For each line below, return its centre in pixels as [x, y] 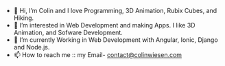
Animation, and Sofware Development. [68, 32]
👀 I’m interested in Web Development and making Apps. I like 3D [104, 25]
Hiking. [24, 18]
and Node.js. [32, 47]
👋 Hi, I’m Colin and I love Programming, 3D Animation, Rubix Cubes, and [115, 11]
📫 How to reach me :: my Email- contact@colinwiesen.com [98, 55]
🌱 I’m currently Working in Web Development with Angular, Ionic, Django [116, 40]
